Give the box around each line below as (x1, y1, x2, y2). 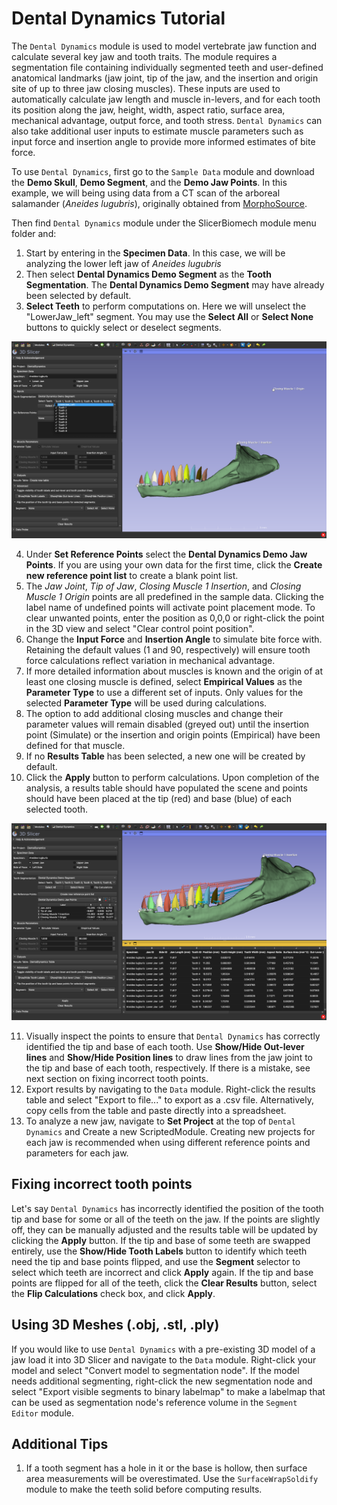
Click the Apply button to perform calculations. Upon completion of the (25, 771, 320, 783)
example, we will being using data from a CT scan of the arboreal (11, 187, 281, 199)
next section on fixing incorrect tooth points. (25, 1072, 209, 1084)
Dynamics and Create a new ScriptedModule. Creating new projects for (25, 1125, 316, 1137)
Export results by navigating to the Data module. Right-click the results (25, 1083, 316, 1095)
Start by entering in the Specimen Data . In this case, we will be (25, 247, 286, 259)
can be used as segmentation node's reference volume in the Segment (11, 1396, 298, 1408)
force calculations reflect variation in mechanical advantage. (25, 654, 276, 666)
